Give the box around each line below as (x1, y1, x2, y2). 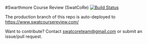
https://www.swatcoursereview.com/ (5, 19, 79, 25)
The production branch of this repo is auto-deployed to (5, 14, 116, 19)
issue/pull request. (5, 34, 42, 39)
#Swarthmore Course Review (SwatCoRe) (5, 5, 89, 10)
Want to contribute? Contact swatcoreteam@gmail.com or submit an (5, 29, 143, 34)
